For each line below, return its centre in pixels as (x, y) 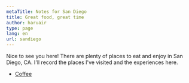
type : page (20, 28)
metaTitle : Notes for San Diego (46, 12)
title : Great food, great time (45, 17)
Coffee (23, 74)
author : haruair (26, 23)
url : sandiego (24, 39)
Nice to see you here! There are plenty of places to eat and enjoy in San (95, 56)
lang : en (17, 34)
